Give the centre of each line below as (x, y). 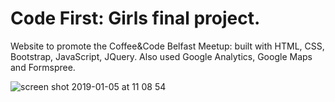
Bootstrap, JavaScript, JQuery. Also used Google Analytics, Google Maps (161, 56)
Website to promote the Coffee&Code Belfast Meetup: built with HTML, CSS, (167, 46)
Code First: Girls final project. (135, 18)
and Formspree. (43, 67)
